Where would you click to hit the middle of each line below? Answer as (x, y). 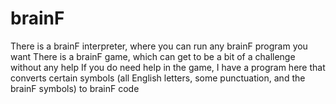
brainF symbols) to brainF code (75, 88)
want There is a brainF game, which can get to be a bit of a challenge (153, 56)
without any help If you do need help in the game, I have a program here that (168, 67)
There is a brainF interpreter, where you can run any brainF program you (159, 46)
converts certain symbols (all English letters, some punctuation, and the (158, 78)
